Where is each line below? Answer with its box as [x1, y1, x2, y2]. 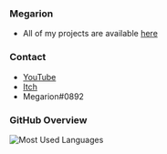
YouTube [22, 71, 57, 82]
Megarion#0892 [22, 90, 85, 102]
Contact [9, 51, 47, 64]
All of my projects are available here [22, 28, 158, 39]
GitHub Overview [9, 113, 88, 126]
